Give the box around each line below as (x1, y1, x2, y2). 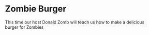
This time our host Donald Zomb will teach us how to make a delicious (5, 19, 145, 25)
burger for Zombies (5, 24, 44, 30)
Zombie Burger (5, 3, 67, 14)
